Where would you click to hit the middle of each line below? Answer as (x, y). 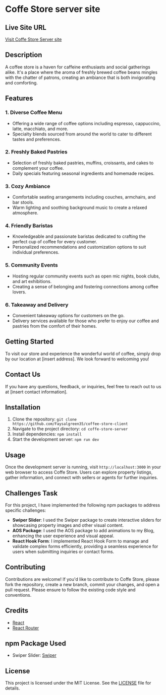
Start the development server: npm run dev (55, 439)
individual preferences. (36, 252)
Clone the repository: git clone (44, 419)
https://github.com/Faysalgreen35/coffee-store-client (70, 424)
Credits (17, 611)
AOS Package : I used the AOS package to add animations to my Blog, (83, 531)
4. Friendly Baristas (29, 226)
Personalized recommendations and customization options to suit (79, 247)
